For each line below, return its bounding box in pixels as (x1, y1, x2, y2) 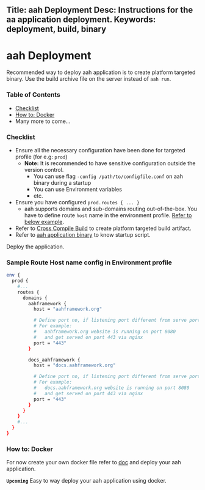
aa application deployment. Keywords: (6, 15, 156, 25)
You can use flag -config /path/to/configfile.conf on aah (33, 173, 183, 180)
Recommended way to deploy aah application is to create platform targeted (6, 69, 196, 76)
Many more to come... (15, 117, 71, 125)
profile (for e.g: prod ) (15, 153, 68, 160)
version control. (24, 166, 64, 173)
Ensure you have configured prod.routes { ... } (15, 198, 140, 206)
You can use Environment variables (33, 185, 122, 193)
